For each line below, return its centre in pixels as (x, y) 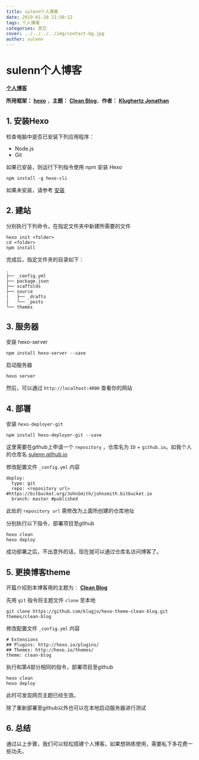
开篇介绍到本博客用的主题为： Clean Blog (57, 588)
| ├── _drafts (26, 297)
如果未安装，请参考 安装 (36, 190)
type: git (23, 484)
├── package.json (28, 281)
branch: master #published (45, 499)
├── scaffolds (24, 286)
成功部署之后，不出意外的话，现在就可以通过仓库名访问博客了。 (84, 552)
